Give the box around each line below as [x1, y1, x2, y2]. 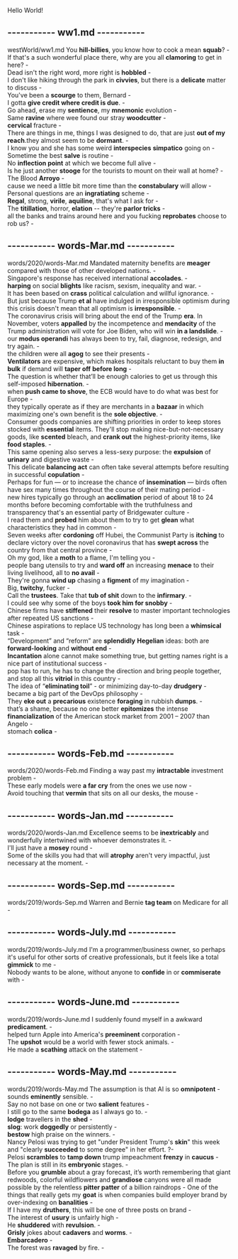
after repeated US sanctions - [7, 614, 94, 622]
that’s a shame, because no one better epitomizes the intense [7, 704, 188, 713]
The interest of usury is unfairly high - [7, 1213, 119, 1221]
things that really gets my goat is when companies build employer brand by [7, 1190, 228, 1199]
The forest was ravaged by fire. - [7, 1243, 105, 1252]
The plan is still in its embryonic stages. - [7, 1160, 129, 1169]
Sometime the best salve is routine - [7, 151, 114, 159]
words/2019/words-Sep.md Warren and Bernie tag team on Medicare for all [7, 899, 229, 907]
